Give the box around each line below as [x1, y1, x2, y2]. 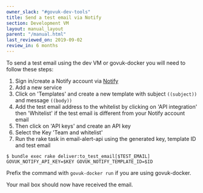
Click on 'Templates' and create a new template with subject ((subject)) [15, 90, 198, 97]
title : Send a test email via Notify [6, 15, 102, 21]
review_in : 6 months [6, 43, 59, 49]
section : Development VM [6, 20, 69, 26]
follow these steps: [6, 65, 53, 73]
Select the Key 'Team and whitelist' [15, 128, 103, 136]
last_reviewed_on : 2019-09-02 [6, 37, 83, 43]
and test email [15, 142, 51, 149]
